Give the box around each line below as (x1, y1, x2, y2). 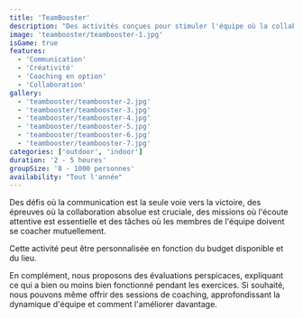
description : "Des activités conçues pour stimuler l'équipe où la (9, 22, 269, 31)
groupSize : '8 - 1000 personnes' (9, 164, 135, 173)
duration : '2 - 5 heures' (9, 155, 106, 165)
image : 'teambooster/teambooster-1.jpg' (9, 30, 164, 39)
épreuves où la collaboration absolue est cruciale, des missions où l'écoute (9, 206, 289, 217)
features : (9, 47, 47, 56)
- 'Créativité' (17, 64, 75, 73)
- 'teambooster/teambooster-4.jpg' (17, 114, 151, 123)
